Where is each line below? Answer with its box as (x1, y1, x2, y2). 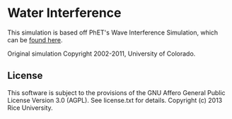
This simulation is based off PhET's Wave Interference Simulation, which (7, 28, 219, 37)
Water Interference (7, 5, 122, 21)
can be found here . (7, 35, 63, 44)
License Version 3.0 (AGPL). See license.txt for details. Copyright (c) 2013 (7, 96, 223, 104)
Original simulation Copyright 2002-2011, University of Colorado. (7, 49, 196, 58)
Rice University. (7, 104, 53, 112)
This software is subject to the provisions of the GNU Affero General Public (7, 88, 226, 96)
